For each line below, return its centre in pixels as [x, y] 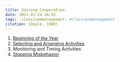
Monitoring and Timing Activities [47, 49]
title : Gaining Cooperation [35, 10]
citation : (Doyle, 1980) [32, 24]
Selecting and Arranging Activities [49, 44]
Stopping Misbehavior [36, 54]
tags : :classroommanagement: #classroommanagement [60, 19]
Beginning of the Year [35, 38]
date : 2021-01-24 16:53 [31, 15]
